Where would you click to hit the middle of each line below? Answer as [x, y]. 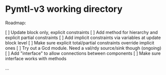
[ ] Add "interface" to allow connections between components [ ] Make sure [83, 53]
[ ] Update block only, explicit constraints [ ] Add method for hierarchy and [82, 32]
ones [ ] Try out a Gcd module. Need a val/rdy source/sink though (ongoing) [83, 48]
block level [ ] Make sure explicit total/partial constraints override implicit [80, 42]
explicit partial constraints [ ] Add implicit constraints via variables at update [83, 37]
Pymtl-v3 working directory [64, 9]
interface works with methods [36, 58]
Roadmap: [16, 23]
